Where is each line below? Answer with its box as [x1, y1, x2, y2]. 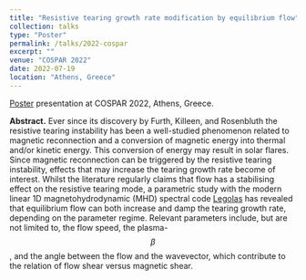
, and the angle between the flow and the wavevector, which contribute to [9, 250, 286, 261]
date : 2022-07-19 [9, 65, 76, 74]
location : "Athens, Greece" [9, 73, 117, 82]
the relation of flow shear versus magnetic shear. [9, 260, 193, 271]
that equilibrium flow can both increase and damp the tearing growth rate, [9, 202, 287, 213]
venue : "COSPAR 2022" [9, 56, 92, 65]
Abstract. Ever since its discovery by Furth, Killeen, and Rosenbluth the [9, 115, 278, 126]
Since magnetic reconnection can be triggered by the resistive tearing [9, 154, 272, 165]
